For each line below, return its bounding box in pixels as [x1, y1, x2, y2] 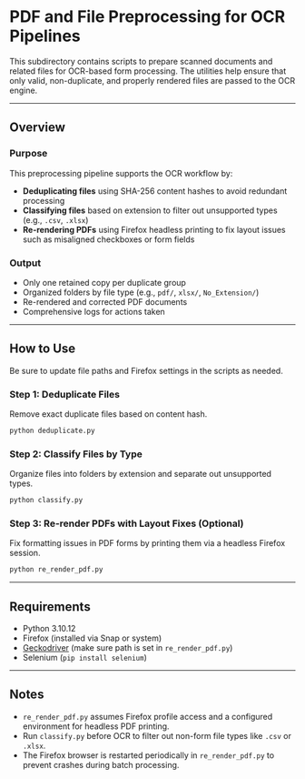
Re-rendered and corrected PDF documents [22, 296, 188, 307]
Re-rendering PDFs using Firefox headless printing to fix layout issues [22, 224, 286, 235]
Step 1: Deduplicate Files [9, 388, 121, 400]
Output [9, 257, 42, 269]
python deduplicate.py [9, 426, 95, 436]
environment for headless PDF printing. [22, 721, 170, 732]
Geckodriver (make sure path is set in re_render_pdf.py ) [22, 642, 233, 653]
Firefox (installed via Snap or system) [22, 632, 162, 643]
